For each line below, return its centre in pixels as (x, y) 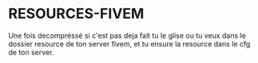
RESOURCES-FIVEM (76, 14)
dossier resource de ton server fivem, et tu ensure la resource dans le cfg (129, 43)
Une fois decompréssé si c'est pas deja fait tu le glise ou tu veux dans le (127, 35)
